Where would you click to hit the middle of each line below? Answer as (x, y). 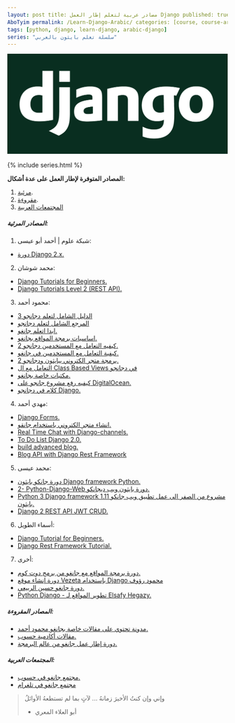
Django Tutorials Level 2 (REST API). (70, 289)
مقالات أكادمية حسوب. (47, 636)
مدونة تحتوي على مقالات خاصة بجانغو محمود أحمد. (83, 629)
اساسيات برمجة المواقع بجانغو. (57, 338)
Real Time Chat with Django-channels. (73, 432)
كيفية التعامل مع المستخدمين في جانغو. (68, 353)
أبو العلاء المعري (56, 712)
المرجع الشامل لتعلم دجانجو (53, 323)
